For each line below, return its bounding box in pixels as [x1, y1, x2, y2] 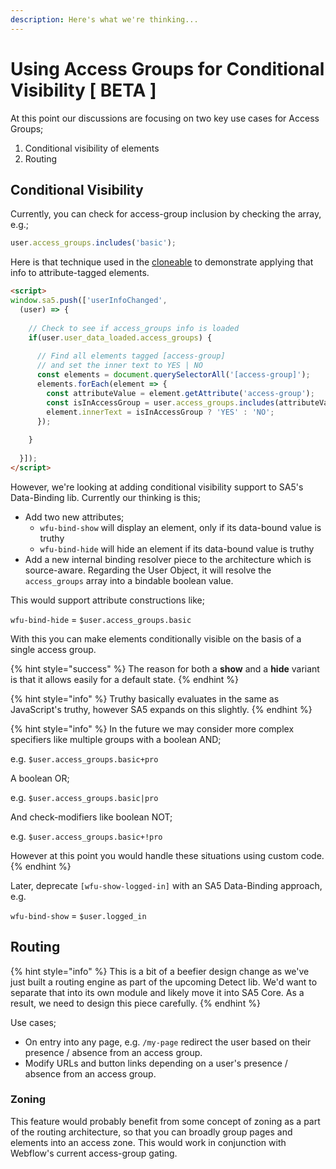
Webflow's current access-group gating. [10, 1147, 178, 1159]
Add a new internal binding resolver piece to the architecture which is [24, 553, 312, 565]
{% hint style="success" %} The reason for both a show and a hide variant [10, 662, 320, 675]
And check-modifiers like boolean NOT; [10, 811, 173, 823]
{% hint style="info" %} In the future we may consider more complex [10, 722, 295, 735]
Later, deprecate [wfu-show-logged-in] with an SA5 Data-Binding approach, [10, 879, 323, 891]
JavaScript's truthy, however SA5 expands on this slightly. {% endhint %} [10, 703, 313, 715]
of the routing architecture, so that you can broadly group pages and [10, 1126, 293, 1138]
